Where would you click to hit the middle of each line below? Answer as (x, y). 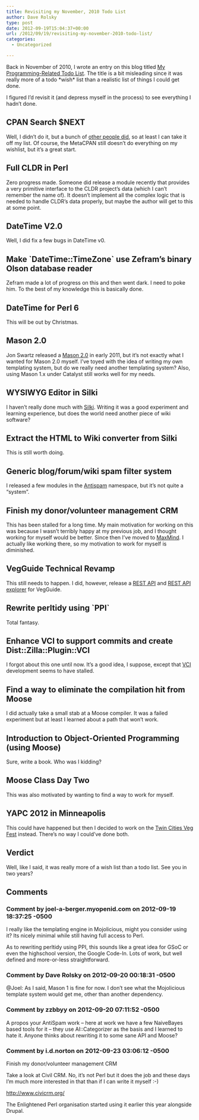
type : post (20, 23)
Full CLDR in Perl (37, 168)
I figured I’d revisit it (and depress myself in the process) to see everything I (99, 97)
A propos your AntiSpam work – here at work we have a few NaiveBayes (94, 1023)
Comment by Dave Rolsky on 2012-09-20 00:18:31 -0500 (91, 975)
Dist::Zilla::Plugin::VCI (48, 650)
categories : (21, 39)
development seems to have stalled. (50, 671)
